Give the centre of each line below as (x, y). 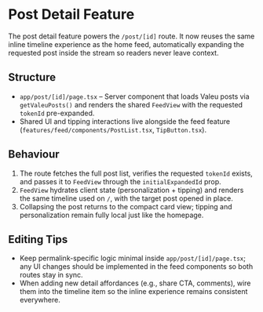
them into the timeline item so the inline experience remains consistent (133, 292)
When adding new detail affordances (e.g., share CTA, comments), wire (135, 283)
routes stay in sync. (51, 275)
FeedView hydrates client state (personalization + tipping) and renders (131, 190)
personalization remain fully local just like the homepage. (111, 215)
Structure (32, 77)
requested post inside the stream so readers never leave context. (113, 53)
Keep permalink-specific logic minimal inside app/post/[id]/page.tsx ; (132, 258)
